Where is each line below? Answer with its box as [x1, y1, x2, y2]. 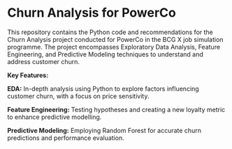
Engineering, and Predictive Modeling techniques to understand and [7, 50, 204, 58]
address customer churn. [7, 57, 80, 65]
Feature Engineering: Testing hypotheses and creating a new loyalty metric [7, 105, 226, 113]
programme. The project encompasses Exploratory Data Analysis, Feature [7, 42, 221, 51]
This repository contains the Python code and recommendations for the [7, 28, 213, 36]
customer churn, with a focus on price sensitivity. [7, 92, 150, 100]
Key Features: [7, 71, 49, 79]
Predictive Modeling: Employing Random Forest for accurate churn [7, 126, 201, 134]
